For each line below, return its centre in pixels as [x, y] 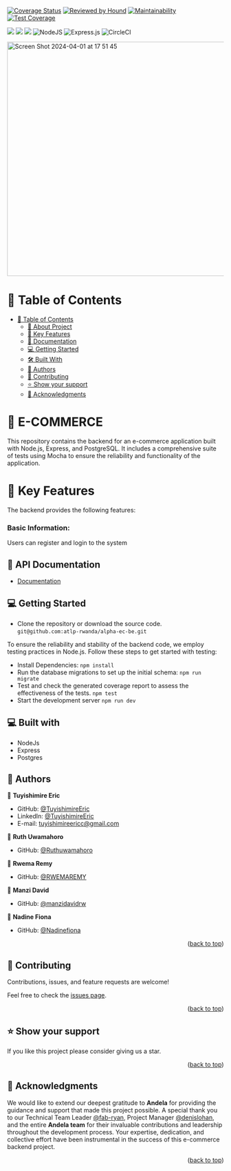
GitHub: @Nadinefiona [49, 931]
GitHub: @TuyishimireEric [53, 809]
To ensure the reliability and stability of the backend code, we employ [106, 644]
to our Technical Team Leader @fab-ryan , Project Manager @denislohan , [111, 1117]
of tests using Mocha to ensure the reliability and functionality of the [104, 455]
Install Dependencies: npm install [66, 665]
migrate [28, 678]
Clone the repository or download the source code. [89, 623]
